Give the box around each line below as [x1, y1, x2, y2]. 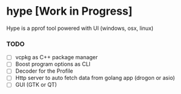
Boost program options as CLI [15, 60, 90, 68]
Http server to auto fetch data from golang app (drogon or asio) [15, 74, 175, 82]
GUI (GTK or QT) [15, 81, 57, 89]
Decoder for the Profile [15, 67, 73, 74]
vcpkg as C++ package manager [15, 54, 98, 61]
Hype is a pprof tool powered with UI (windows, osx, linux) [6, 24, 154, 32]
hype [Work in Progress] [6, 4, 133, 18]
